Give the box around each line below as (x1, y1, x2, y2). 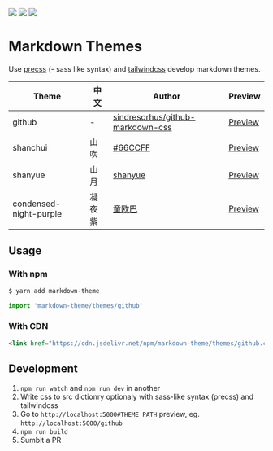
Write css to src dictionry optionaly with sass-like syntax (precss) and (19, 392, 254, 402)
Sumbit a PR (19, 436, 62, 445)
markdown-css (112, 121, 172, 133)
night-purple (12, 208, 63, 219)
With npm (8, 269, 48, 280)
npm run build (19, 428, 68, 436)
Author (153, 90, 181, 102)
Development (8, 361, 79, 375)
